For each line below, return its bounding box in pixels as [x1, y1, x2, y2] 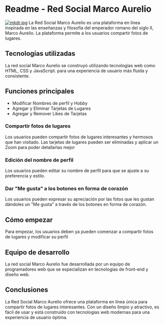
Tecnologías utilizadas [5, 50, 75, 58]
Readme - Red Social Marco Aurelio [5, 3, 152, 15]
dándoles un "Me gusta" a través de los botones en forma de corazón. [5, 201, 147, 207]
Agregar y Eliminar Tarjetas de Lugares [12, 105, 91, 111]
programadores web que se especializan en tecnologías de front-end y [5, 266, 148, 273]
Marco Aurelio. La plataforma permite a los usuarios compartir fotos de [5, 30, 148, 36]
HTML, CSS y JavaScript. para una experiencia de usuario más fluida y [5, 68, 148, 74]
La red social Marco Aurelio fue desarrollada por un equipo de [5, 261, 131, 267]
